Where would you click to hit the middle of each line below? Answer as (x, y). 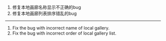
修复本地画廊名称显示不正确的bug (47, 7)
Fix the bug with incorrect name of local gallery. (61, 28)
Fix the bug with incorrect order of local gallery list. (64, 33)
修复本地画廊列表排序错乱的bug (44, 13)
